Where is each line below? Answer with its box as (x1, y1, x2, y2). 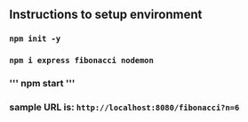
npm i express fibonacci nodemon (9, 55, 154, 66)
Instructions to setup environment (9, 7, 203, 22)
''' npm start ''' (9, 77, 76, 90)
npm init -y (9, 34, 61, 44)
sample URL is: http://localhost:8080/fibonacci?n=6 (9, 102, 240, 114)
